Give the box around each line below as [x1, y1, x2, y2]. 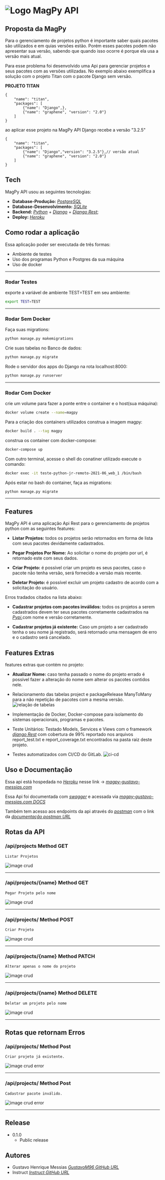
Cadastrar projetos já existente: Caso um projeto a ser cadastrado [12, 624, 148, 630]
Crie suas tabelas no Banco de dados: [5, 345, 82, 351]
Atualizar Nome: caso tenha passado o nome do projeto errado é [12, 671, 145, 677]
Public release [19, 1137, 49, 1143]
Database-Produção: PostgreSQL [12, 198, 82, 204]
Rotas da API [5, 828, 45, 836]
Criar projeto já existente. [5, 1054, 65, 1059]
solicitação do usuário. [12, 585, 58, 591]
